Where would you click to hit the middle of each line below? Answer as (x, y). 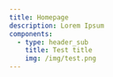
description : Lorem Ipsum (56, 26)
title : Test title (59, 50)
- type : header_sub (53, 42)
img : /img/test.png (61, 58)
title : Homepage (39, 17)
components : (31, 34)
